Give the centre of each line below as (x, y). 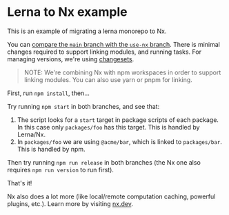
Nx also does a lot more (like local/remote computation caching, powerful (111, 196)
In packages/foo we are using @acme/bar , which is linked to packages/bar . (120, 141)
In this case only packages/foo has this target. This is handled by (108, 127)
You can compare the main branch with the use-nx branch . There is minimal (114, 44)
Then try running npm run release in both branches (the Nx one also (104, 162)
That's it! (20, 183)
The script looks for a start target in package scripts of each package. (118, 120)
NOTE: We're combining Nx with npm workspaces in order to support (122, 72)
